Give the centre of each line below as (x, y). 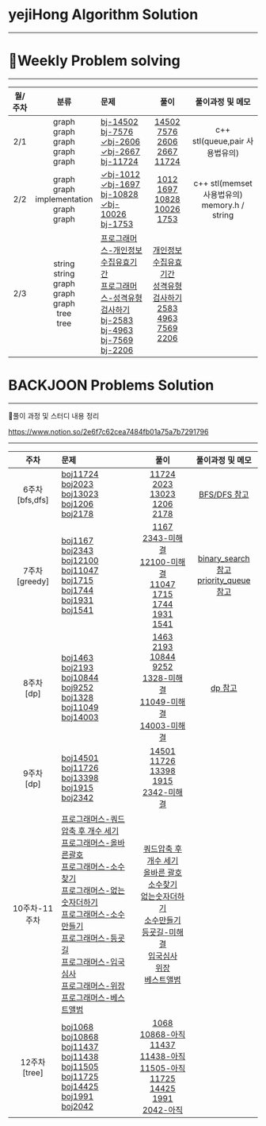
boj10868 (80, 1036)
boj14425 (80, 1086)
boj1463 (78, 657)
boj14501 (80, 758)
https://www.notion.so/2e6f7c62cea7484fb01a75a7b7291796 (108, 431)
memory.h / (223, 205)
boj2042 (78, 1106)
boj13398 (80, 777)
